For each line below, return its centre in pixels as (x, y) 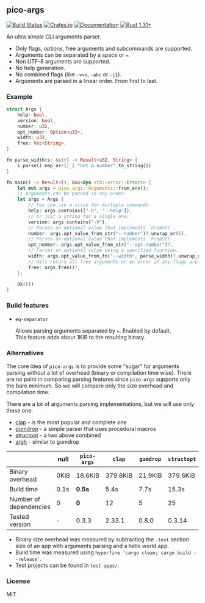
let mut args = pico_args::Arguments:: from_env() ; (83, 188)
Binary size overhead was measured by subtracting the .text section (102, 539)
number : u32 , (34, 126)
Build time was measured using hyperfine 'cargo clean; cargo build (103, 552)
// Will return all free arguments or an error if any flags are (113, 262)
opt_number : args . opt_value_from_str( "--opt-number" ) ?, (101, 245)
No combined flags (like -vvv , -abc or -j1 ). (68, 74)
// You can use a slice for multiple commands (88, 205)
